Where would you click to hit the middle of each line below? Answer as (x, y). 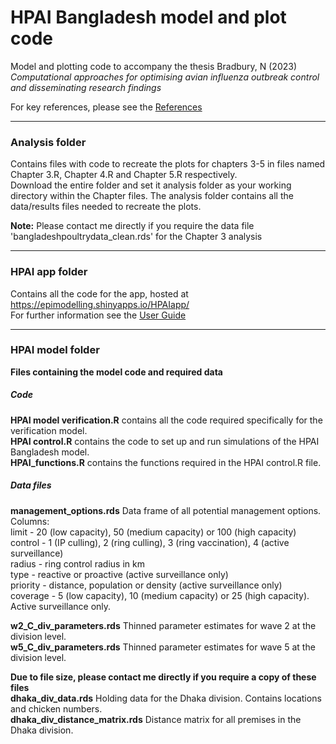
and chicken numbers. (56, 708)
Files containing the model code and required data (116, 372)
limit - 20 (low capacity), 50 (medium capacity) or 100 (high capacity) (153, 532)
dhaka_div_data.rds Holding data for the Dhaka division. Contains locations (166, 698)
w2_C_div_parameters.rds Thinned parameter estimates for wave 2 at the (163, 625)
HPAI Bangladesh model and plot (148, 17)
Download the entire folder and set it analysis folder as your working (151, 185)
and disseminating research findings (86, 87)
